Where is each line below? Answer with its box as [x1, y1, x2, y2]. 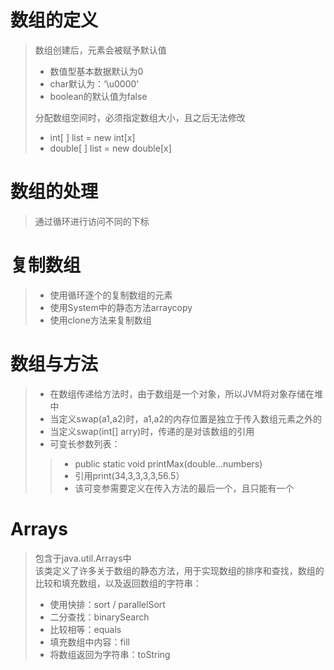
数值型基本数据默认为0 [49, 65, 144, 77]
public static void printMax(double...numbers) [74, 457, 263, 470]
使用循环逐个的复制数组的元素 [49, 289, 173, 301]
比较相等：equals [49, 623, 122, 635]
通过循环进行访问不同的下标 [34, 215, 150, 227]
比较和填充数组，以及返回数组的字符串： [34, 577, 202, 589]
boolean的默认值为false [49, 90, 148, 102]
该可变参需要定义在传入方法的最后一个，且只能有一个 [74, 482, 295, 494]
